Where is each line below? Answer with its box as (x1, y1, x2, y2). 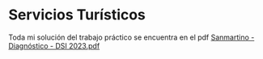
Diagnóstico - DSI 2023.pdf (8, 40, 100, 50)
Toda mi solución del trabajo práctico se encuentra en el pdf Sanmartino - (8, 32, 255, 42)
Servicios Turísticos (8, 6, 146, 24)
